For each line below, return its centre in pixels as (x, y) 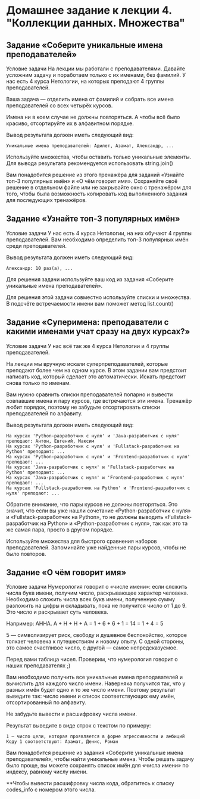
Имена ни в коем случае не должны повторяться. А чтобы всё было (93, 117)
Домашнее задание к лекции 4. (89, 10)
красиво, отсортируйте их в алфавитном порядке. (70, 123)
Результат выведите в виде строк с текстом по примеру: (79, 726)
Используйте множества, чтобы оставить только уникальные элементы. (99, 157)
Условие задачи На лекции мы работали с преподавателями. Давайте (96, 69)
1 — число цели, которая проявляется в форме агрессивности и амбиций (96, 736)
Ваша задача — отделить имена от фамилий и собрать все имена (90, 99)
